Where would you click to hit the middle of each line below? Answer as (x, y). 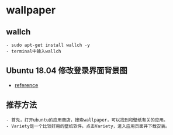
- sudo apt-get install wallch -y (48, 45)
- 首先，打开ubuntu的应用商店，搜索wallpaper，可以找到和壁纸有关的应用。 (87, 120)
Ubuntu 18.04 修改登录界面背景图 (67, 71)
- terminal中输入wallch (34, 51)
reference (26, 85)
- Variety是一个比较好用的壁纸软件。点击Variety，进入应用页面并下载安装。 (88, 126)
